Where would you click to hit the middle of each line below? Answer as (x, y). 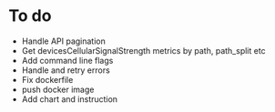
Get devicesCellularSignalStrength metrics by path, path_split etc (143, 50)
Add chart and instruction (70, 99)
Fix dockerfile (47, 79)
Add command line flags (67, 60)
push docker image (58, 89)
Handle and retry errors (66, 70)
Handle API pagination (64, 41)
